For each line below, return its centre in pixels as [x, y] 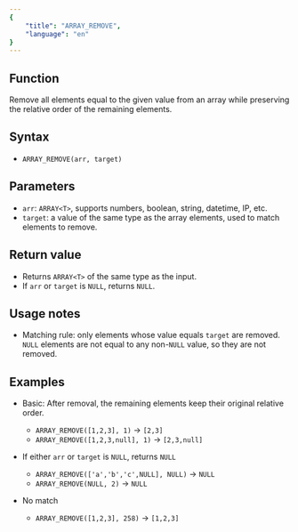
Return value [45, 255]
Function [34, 78]
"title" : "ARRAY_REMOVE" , [73, 26]
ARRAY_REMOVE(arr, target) [72, 159]
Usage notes [45, 314]
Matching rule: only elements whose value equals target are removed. [151, 335]
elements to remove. [60, 227]
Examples [37, 382]
